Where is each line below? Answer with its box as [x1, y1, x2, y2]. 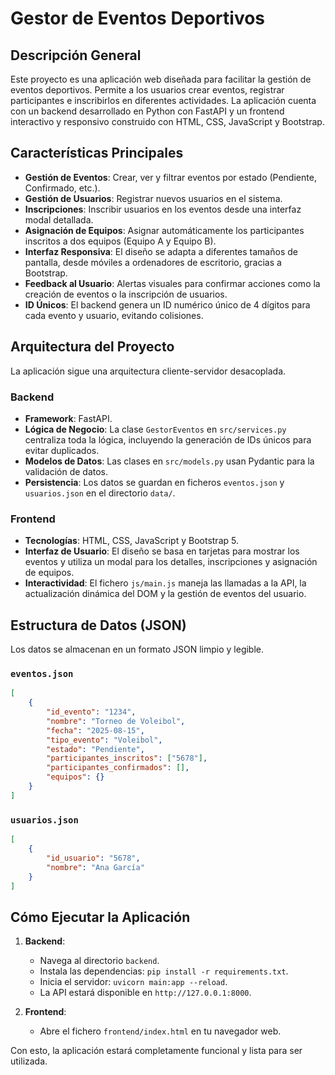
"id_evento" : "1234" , [46, 707, 137, 717]
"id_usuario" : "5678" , [46, 853, 141, 863]
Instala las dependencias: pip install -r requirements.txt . [39, 965, 289, 977]
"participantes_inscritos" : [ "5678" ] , [46, 753, 208, 764]
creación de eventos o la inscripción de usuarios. [24, 288, 228, 300]
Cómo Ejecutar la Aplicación [10, 908, 191, 926]
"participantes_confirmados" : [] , [46, 763, 190, 773]
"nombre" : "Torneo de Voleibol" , [46, 716, 186, 726]
